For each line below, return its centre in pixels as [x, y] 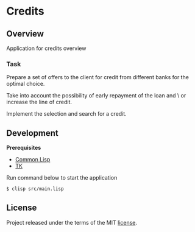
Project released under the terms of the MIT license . [72, 222]
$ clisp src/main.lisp [35, 189]
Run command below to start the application [62, 178]
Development [33, 133]
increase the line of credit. [39, 102]
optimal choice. [26, 84]
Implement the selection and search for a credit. [66, 114]
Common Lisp [33, 160]
